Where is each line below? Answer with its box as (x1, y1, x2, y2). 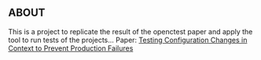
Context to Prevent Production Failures (8, 43, 134, 53)
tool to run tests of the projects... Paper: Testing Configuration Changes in (8, 35, 248, 44)
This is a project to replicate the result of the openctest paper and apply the (8, 26, 253, 36)
